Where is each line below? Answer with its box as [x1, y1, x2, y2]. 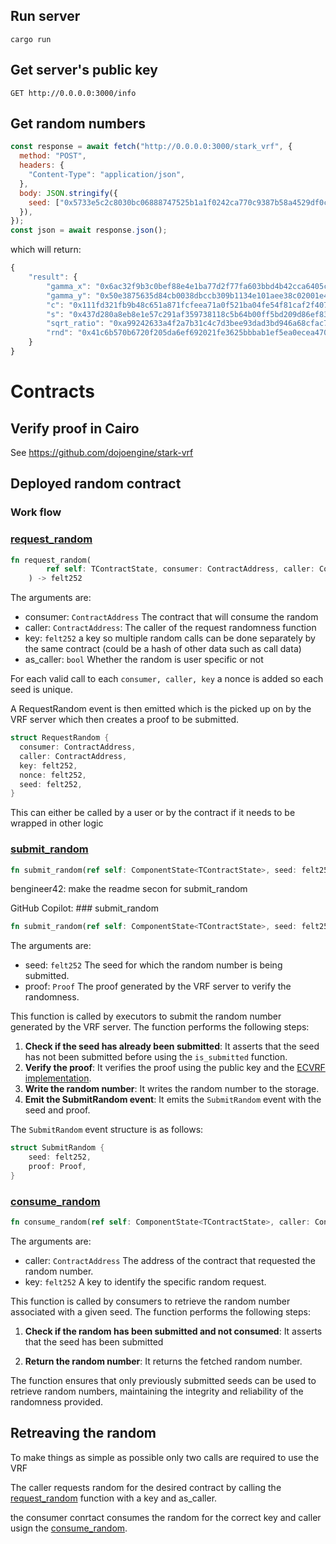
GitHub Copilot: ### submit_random [10, 902, 160, 914]
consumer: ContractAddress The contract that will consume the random [24, 611, 319, 623]
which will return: [10, 244, 82, 256]
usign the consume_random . [10, 1522, 128, 1534]
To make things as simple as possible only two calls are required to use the [10, 1451, 320, 1463]
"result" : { [28, 272, 78, 283]
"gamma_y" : [46, 290, 92, 301]
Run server [10, 8, 81, 25]
